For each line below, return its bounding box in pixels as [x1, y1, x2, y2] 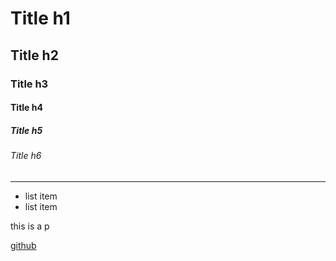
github [10, 239, 37, 251]
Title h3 [10, 77, 49, 91]
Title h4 [10, 102, 43, 114]
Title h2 [10, 47, 59, 64]
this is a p [10, 220, 50, 232]
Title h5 [10, 124, 43, 136]
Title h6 [10, 150, 42, 162]
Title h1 [10, 7, 71, 30]
